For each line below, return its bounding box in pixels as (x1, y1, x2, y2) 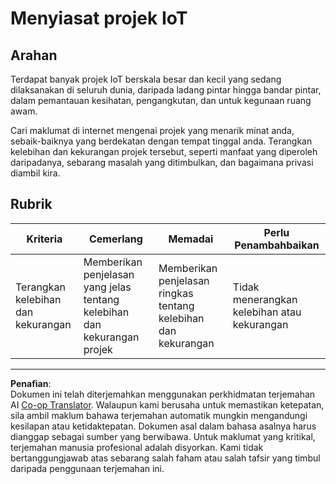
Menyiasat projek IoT (10, 7, 188, 30)
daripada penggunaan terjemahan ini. (10, 462, 165, 474)
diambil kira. (10, 167, 61, 179)
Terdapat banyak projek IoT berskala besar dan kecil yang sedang (10, 73, 282, 85)
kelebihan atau (232, 305, 302, 319)
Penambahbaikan (234, 238, 320, 252)
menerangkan (232, 292, 298, 306)
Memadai (168, 232, 214, 246)
